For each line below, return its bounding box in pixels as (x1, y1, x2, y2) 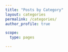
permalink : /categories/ (5, 16, 57, 21)
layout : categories (5, 12, 46, 17)
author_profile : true (5, 21, 50, 26)
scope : (5, 30, 19, 35)
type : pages (9, 35, 35, 40)
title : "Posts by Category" (5, 7, 64, 12)
